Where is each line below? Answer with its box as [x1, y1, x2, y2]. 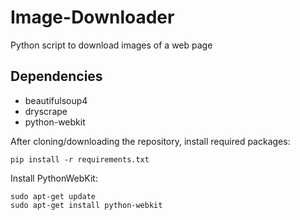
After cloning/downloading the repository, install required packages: [10, 135, 291, 147]
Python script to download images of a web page [10, 39, 213, 51]
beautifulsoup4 [24, 94, 88, 106]
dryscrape [24, 105, 68, 117]
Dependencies [10, 68, 103, 85]
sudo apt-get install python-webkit [10, 200, 163, 210]
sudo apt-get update [10, 191, 97, 201]
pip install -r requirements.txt [10, 154, 150, 165]
